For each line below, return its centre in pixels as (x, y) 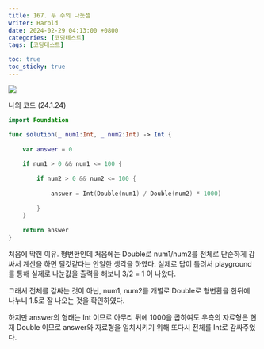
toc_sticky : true (37, 67)
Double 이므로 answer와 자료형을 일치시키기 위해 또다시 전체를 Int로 (122, 327)
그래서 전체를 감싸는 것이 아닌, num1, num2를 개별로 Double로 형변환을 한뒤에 (129, 290)
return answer (46, 231)
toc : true (25, 59)
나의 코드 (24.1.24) (37, 105)
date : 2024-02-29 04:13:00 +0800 (63, 30)
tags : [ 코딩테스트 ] (36, 45)
